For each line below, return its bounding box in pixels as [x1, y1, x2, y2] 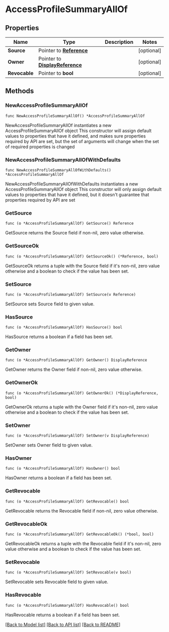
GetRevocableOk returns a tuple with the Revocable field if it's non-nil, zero [5, 540, 161, 546]
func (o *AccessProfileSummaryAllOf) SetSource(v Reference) [5, 292, 136, 297]
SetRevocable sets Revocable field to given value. [5, 579, 109, 585]
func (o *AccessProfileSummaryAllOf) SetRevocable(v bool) [5, 570, 132, 575]
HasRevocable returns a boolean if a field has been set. [5, 611, 120, 618]
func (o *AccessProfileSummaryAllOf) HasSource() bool [5, 325, 123, 330]
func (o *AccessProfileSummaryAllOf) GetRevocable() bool [5, 499, 129, 504]
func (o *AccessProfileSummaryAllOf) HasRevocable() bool [5, 603, 129, 608]
